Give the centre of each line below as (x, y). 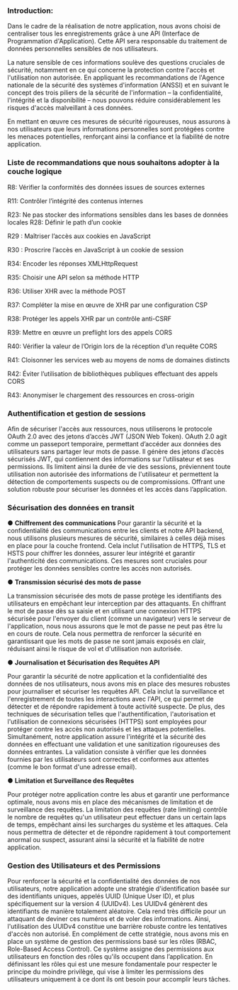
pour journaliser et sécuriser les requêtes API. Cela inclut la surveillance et (116, 692)
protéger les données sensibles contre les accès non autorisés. (100, 569)
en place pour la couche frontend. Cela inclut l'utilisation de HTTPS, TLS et (117, 546)
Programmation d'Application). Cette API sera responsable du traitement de (118, 41)
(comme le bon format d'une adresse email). (72, 767)
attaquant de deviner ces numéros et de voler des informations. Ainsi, (109, 919)
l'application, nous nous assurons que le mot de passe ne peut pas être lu (115, 626)
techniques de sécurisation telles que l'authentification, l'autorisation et (112, 714)
